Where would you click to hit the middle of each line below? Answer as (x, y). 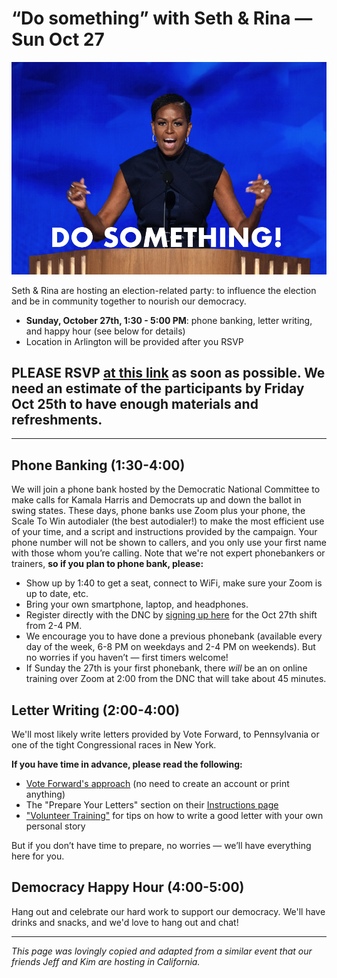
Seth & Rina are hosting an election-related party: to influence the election (164, 290)
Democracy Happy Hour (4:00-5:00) (128, 887)
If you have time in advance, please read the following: (127, 764)
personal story (55, 826)
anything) (45, 794)
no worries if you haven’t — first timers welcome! (127, 658)
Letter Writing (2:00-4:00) (96, 710)
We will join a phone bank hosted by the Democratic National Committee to (166, 489)
